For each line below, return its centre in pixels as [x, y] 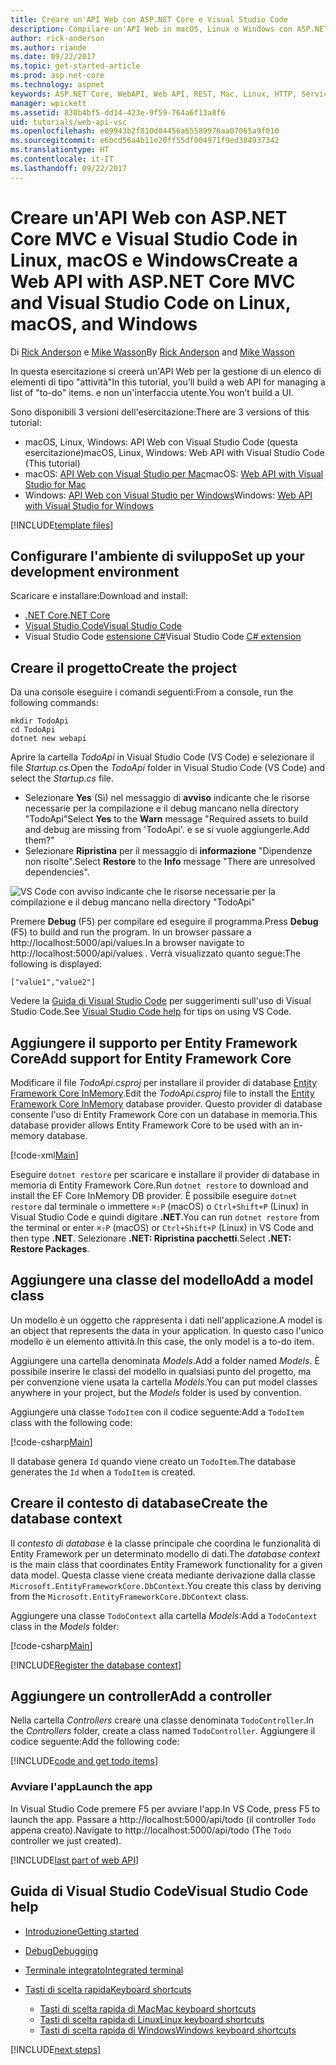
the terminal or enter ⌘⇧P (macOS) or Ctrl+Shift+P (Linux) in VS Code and [162, 1227]
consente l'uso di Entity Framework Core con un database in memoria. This [164, 1114]
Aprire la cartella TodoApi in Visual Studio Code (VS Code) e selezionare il [162, 757]
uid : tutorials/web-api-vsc [69, 122]
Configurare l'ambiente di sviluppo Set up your [157, 556]
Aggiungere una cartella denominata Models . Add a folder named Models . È [165, 1360]
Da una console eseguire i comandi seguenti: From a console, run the [152, 692]
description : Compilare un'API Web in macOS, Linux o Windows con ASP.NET [169, 29]
